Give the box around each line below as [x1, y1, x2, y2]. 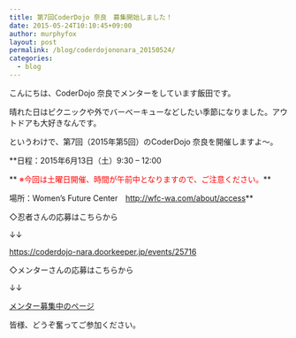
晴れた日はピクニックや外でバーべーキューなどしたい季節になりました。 [9, 106, 272, 117]
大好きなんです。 [39, 117, 102, 128]
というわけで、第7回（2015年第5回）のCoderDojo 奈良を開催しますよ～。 [9, 136, 278, 147]
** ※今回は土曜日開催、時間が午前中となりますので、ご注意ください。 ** [9, 173, 271, 184]
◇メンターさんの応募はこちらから [9, 265, 134, 275]
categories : [9, 54, 53, 63]
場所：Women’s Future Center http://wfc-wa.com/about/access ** [9, 192, 254, 204]
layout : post [9, 37, 57, 47]
